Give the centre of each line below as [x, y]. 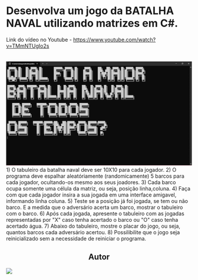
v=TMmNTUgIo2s [28, 46]
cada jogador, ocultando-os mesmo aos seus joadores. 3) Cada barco [91, 182]
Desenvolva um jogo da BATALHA [90, 11]
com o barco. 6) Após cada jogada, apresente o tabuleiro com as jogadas [95, 214]
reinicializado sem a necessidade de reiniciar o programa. [76, 238]
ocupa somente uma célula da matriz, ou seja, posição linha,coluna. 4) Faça [98, 188]
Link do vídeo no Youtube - [39, 39]
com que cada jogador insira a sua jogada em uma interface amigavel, [91, 195]
